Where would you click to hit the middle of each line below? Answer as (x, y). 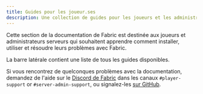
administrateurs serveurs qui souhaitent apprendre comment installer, (93, 41)
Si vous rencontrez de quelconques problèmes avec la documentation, (94, 71)
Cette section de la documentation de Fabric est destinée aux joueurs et (96, 35)
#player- (170, 78)
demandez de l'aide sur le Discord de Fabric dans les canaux (82, 78)
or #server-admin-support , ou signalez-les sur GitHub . (94, 84)
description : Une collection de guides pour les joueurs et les (89, 18)
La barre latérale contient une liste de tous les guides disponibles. (88, 59)
